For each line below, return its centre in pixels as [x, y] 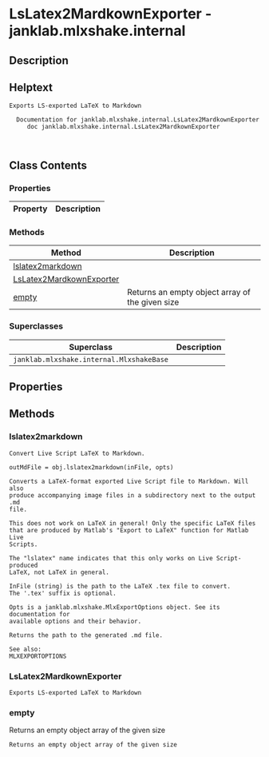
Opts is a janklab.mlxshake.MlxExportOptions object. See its [115, 607]
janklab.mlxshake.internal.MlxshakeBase [91, 359]
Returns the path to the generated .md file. [86, 635]
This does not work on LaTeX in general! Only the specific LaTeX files [133, 523]
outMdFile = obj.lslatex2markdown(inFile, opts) [91, 467]
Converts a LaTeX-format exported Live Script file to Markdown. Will [129, 481]
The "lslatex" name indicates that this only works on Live [111, 558]
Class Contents [48, 165]
